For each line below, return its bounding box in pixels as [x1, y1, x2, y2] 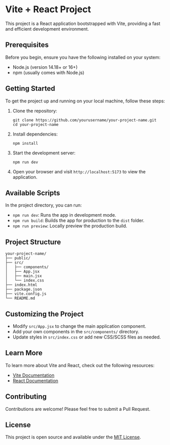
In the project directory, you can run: [5, 202, 82, 208]
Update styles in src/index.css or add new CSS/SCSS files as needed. [12, 334, 161, 340]
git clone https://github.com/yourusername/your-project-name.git [12, 117, 157, 123]
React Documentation [12, 377, 59, 383]
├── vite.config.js [5, 292, 47, 297]
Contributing [5, 392, 47, 401]
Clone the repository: [12, 108, 58, 114]
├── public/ [5, 256, 31, 261]
